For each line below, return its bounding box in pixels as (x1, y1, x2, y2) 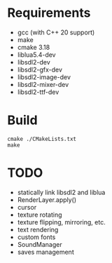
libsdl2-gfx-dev (17, 65, 63, 74)
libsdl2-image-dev (17, 72, 71, 81)
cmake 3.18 (17, 43, 50, 51)
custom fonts (17, 233, 56, 241)
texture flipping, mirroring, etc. (17, 217, 106, 226)
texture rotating (17, 210, 62, 219)
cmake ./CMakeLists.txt (7, 135, 77, 142)
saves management (17, 248, 75, 256)
